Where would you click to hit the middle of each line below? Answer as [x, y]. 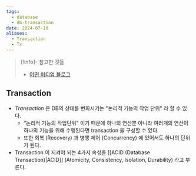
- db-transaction [33, 22]
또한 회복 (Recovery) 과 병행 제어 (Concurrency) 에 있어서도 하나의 [101, 137]
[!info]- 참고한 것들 [42, 62]
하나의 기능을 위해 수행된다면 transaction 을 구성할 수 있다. [91, 130]
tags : [13, 11]
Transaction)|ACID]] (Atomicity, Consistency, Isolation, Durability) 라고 [99, 160]
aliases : [17, 34]
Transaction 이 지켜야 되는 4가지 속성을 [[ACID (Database [82, 152]
